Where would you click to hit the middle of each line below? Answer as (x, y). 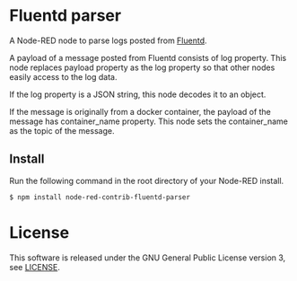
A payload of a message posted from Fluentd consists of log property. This (148, 57)
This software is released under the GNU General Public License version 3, (148, 258)
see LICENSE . (35, 267)
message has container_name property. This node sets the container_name (149, 121)
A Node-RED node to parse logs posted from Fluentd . (109, 40)
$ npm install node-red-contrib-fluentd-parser (100, 197)
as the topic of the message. (62, 130)
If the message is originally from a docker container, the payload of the (140, 111)
